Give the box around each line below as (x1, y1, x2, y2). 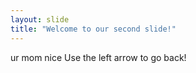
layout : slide (10, 14, 70, 25)
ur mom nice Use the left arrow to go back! (10, 51, 187, 63)
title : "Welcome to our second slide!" (10, 24, 177, 34)
